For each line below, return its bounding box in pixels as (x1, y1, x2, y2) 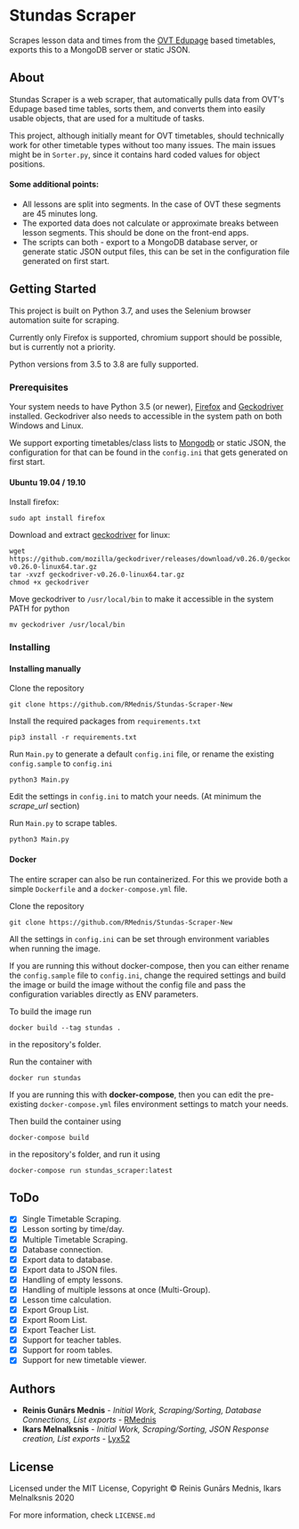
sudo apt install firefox (9, 514, 105, 523)
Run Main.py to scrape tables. (9, 818, 117, 829)
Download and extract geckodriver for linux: (9, 530, 171, 541)
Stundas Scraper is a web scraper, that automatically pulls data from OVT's (9, 94, 285, 104)
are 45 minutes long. (21, 208, 98, 219)
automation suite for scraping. (9, 314, 120, 326)
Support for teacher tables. (21, 1335, 122, 1345)
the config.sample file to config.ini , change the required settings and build (9, 970, 287, 980)
